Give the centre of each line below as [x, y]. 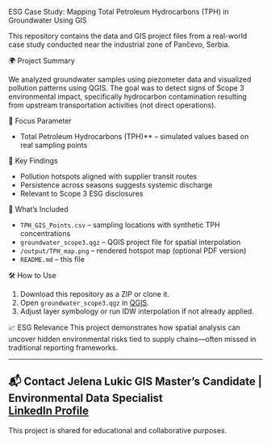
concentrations [45, 233]
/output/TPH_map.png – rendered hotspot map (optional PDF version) [133, 251]
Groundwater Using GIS [48, 20]
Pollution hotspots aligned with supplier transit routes [108, 176]
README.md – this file [52, 259]
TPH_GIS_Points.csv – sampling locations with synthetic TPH [120, 225]
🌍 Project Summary [42, 61]
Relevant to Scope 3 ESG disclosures [81, 194]
